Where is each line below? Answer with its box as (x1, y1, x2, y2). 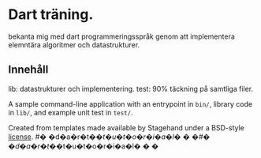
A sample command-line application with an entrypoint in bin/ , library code (8, 99, 253, 108)
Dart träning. (8, 6, 94, 24)
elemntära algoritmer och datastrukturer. (8, 39, 140, 49)
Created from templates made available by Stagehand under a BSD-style (8, 122, 244, 132)
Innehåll (8, 63, 49, 77)
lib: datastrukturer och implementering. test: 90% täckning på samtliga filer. (8, 84, 254, 93)
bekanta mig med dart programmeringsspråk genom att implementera (8, 32, 235, 41)
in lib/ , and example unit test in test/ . (8, 107, 133, 117)
